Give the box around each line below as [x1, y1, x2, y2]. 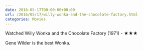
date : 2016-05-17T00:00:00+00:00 [5, 7, 75, 12]
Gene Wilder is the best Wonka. [5, 40, 71, 46]
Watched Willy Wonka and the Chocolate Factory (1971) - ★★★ [5, 30, 138, 36]
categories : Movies [5, 16, 46, 21]
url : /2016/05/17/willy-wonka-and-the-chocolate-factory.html [5, 12, 138, 17]
